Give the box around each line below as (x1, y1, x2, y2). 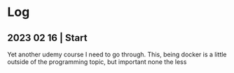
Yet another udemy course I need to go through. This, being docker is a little (7, 50, 227, 58)
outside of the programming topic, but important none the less (7, 58, 187, 66)
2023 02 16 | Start (7, 32, 88, 44)
